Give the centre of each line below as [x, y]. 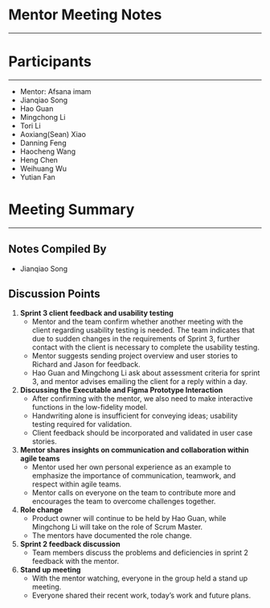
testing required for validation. [82, 424]
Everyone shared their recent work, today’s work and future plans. [141, 596]
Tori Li [31, 126]
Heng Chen [39, 159]
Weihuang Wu [43, 168]
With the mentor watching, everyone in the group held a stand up [140, 578]
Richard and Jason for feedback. [86, 365]
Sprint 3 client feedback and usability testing [97, 313]
